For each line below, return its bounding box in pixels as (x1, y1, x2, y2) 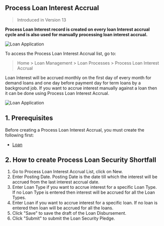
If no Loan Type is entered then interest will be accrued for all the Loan (12, 189, 155, 195)
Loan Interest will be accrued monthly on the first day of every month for (5, 74, 152, 80)
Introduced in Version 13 (17, 17, 67, 23)
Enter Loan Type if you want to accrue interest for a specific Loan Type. (12, 184, 157, 190)
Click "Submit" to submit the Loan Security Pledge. (12, 215, 115, 222)
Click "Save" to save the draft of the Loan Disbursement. (12, 210, 126, 216)
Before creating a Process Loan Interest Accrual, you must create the (5, 127, 144, 133)
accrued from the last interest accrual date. (12, 179, 99, 185)
